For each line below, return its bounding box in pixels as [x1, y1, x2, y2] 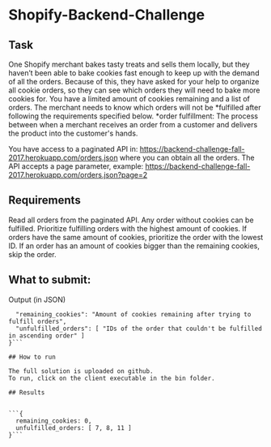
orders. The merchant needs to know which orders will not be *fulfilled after [8, 103, 261, 112]
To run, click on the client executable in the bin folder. [8, 374, 216, 382]
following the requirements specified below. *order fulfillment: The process [8, 111, 259, 121]
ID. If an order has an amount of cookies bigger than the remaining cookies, [8, 241, 260, 251]
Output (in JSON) [8, 294, 66, 304]
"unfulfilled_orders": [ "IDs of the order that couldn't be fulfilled [15, 325, 263, 333]
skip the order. [8, 249, 57, 259]
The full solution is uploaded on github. [8, 367, 154, 375]
